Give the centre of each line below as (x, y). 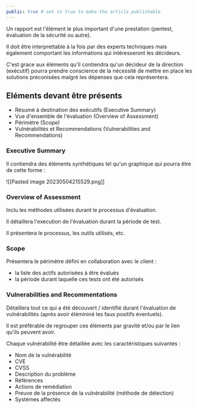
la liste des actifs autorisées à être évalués (67, 273)
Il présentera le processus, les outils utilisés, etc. (66, 233)
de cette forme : (26, 170)
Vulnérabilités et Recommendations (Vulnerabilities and (82, 129)
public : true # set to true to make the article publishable (84, 12)
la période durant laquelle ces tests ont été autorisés (79, 279)
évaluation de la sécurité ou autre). (49, 35)
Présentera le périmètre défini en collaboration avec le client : (81, 261)
